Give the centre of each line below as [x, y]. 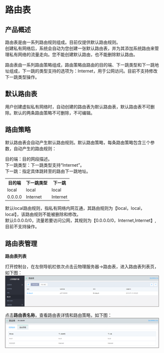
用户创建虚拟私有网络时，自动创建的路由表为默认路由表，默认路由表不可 [78, 107]
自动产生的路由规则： [35, 148]
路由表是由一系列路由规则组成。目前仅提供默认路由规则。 [63, 42]
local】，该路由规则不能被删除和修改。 [43, 214]
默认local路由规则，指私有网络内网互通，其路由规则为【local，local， [75, 208]
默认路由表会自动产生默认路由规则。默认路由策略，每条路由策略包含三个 [78, 142]
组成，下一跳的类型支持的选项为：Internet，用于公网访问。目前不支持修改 [83, 71]
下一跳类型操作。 [22, 77]
